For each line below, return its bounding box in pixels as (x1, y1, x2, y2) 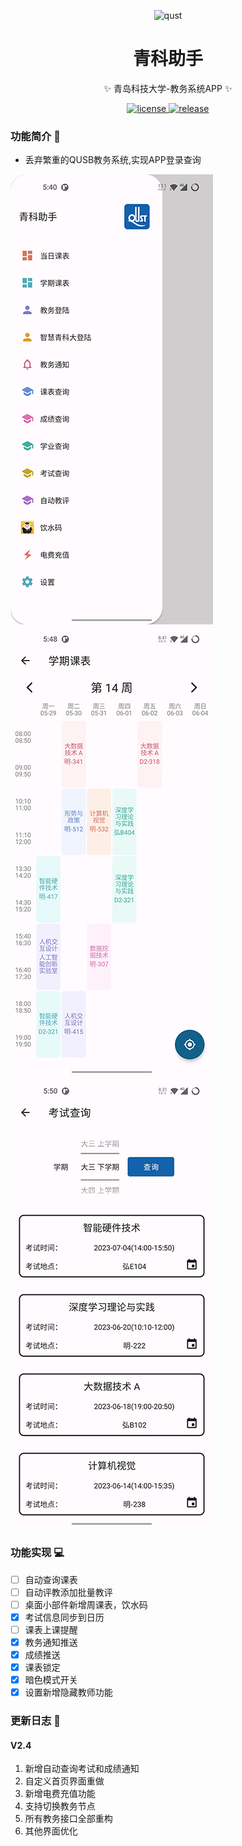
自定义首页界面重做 (24, 1775, 105, 1787)
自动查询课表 (24, 1573, 78, 1585)
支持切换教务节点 (24, 1800, 96, 1812)
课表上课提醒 (24, 1623, 78, 1635)
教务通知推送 (24, 1636, 78, 1648)
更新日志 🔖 (10, 1714, 62, 1728)
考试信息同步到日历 (24, 1611, 105, 1623)
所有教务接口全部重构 (24, 1813, 113, 1825)
